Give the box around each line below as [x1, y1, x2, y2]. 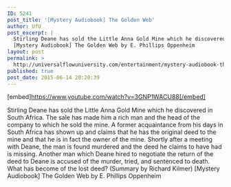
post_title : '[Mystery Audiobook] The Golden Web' [7, 16, 155, 23]
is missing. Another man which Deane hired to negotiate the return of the [7, 150, 214, 158]
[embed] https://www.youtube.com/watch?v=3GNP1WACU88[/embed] [7, 93, 206, 101]
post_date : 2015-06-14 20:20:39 [7, 74, 100, 81]
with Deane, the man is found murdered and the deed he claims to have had [7, 142, 222, 151]
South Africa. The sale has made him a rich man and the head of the [7, 113, 201, 122]
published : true [7, 67, 54, 74]
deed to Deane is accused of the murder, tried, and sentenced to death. [7, 157, 210, 166]
